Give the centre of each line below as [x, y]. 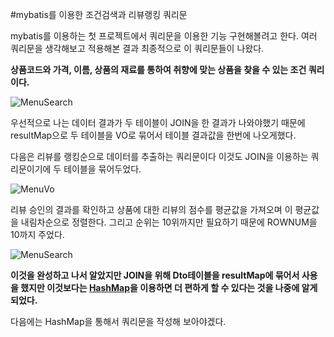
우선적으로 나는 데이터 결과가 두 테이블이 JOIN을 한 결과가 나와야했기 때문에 [158, 122]
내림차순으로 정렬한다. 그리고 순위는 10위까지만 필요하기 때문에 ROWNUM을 [169, 222]
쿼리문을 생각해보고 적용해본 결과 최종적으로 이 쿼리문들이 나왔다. [137, 48]
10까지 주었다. [37, 234]
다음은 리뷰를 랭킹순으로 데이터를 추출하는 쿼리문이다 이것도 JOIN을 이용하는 [159, 156]
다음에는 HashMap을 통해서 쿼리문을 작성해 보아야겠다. [118, 321]
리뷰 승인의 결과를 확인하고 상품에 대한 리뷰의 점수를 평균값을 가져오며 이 [151, 209]
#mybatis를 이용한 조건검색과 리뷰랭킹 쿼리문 [99, 14]
